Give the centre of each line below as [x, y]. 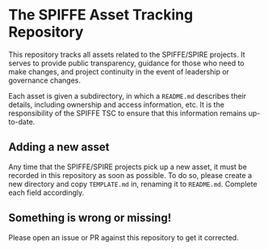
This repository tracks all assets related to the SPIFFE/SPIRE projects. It [127, 54]
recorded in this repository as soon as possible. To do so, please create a [130, 175]
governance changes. [45, 80]
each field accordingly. [46, 193]
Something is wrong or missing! [90, 218]
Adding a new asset [59, 147]
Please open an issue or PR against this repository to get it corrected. [124, 237]
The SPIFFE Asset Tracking [101, 15]
